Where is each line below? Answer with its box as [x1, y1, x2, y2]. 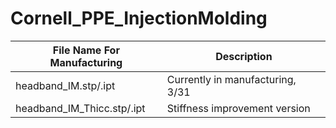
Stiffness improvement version [166, 101, 311, 115]
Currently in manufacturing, [166, 72, 297, 86]
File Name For [52, 43, 120, 57]
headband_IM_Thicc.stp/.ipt [15, 101, 146, 115]
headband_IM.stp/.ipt [15, 78, 116, 92]
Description [215, 49, 273, 63]
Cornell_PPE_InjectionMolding [10, 7, 268, 30]
